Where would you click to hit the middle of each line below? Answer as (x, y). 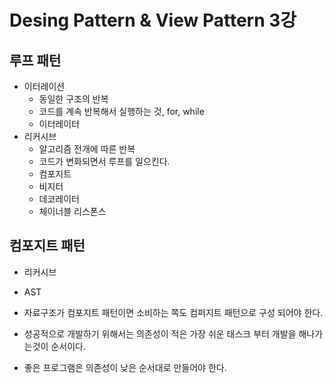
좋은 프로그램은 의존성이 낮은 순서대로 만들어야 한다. (125, 367)
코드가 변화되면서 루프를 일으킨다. (104, 161)
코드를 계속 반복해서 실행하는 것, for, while (121, 111)
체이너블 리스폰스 (72, 211)
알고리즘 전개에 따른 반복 (87, 149)
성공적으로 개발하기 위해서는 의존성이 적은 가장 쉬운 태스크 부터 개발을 (160, 333)
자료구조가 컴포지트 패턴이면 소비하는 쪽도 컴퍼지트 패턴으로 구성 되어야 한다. (173, 312)
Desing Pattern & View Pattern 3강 (153, 20)
